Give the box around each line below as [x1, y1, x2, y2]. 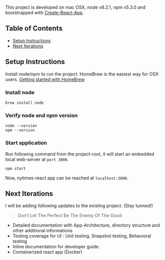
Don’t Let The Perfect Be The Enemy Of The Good [17, 213, 122, 219]
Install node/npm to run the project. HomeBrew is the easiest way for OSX [5, 71, 159, 77]
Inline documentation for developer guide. [12, 244, 100, 250]
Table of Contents [5, 24, 63, 33]
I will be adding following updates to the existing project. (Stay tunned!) [5, 203, 153, 209]
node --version [5, 123, 37, 128]
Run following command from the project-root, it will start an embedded [5, 151, 154, 157]
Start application [5, 140, 47, 147]
